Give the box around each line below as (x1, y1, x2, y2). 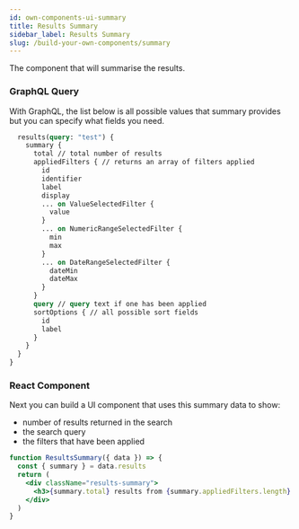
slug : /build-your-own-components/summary (9, 38, 171, 48)
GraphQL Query (9, 85, 79, 98)
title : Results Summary (9, 22, 99, 31)
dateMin (48, 266, 78, 275)
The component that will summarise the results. (9, 63, 186, 74)
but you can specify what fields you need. (9, 115, 164, 126)
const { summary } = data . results (17, 462, 146, 472)
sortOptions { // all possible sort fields (32, 307, 199, 317)
